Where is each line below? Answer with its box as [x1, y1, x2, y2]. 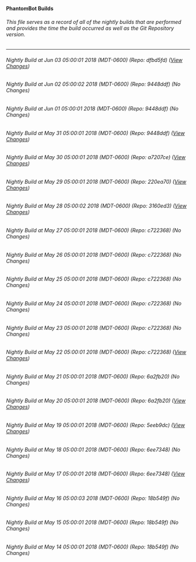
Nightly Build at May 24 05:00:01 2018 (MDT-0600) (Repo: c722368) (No [6, 299, 182, 306]
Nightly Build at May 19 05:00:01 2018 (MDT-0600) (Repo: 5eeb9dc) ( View [6, 421, 185, 429]
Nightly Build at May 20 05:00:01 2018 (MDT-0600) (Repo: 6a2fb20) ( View [6, 397, 186, 404]
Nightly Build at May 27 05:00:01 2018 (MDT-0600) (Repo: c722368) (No [6, 227, 181, 234]
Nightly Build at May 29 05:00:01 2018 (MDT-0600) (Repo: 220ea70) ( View [6, 178, 187, 185]
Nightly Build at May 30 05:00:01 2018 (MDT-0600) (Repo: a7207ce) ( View [6, 154, 185, 161]
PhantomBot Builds [6, 5, 54, 12]
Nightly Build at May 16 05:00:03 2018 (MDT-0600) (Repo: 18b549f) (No [6, 494, 180, 502]
